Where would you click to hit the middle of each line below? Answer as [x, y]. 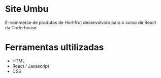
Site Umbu [27, 9]
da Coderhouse [21, 27]
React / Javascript [31, 66]
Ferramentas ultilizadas [55, 48]
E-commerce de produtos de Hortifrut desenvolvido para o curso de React [81, 22]
